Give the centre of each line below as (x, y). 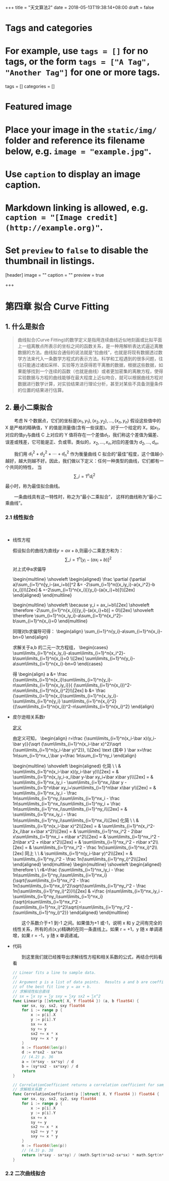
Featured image (38, 107)
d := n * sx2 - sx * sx (42, 1052)
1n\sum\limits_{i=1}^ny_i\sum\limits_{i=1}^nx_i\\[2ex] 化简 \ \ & (76, 820)
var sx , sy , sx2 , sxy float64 (53, 1005)
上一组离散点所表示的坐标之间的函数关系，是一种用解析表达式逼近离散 (90, 346)
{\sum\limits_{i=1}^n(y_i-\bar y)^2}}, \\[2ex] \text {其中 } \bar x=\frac (82, 750)
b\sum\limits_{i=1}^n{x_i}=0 (41, 659)
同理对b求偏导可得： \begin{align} (48, 632)
